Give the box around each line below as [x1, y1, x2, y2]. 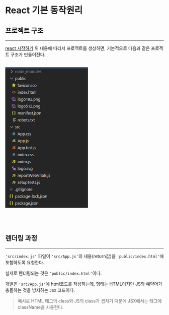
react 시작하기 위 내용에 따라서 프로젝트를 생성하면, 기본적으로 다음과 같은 [5, 45, 150, 51]
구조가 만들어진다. [10, 51, 46, 57]
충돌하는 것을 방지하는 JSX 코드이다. [5, 287, 75, 293]
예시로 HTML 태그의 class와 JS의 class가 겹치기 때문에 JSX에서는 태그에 [17, 298, 162, 304]
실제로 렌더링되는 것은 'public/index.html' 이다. [5, 270, 102, 276]
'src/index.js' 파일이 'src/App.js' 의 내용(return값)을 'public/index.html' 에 [5, 253, 164, 259]
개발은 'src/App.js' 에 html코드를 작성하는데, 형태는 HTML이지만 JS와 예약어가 [5, 281, 162, 287]
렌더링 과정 [5, 234, 38, 242]
